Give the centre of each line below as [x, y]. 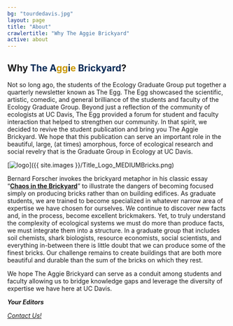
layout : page [26, 20]
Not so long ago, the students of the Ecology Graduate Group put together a [117, 84]
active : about [28, 40]
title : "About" [29, 27]
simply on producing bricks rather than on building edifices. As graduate [112, 193]
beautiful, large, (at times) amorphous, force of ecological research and [110, 144]
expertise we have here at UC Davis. [60, 288]
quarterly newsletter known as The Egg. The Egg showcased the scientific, [115, 92]
